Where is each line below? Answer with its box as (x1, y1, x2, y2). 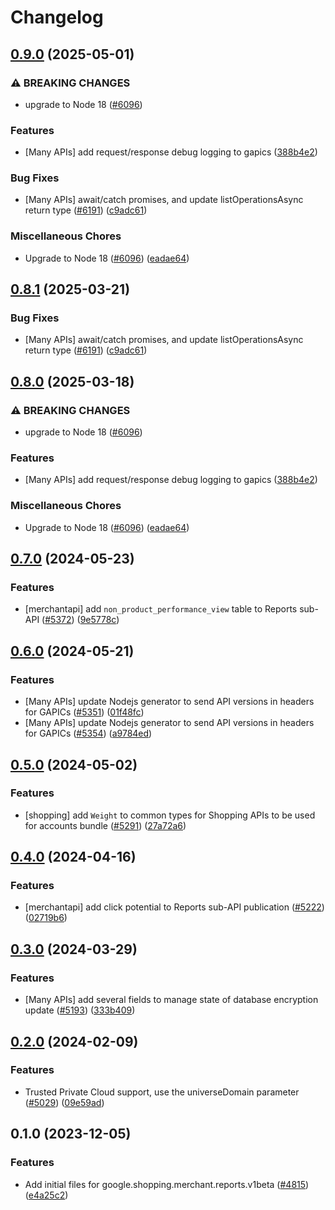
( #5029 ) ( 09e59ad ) (24, 1096, 105, 1108)
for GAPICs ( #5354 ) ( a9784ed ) (24, 727, 153, 740)
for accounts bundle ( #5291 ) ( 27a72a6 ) (24, 819, 187, 831)
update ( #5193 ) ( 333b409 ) (24, 1004, 136, 1016)
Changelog (10, 6, 104, 29)
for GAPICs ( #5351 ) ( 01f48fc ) (24, 706, 145, 718)
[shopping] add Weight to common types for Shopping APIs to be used (24, 809, 316, 821)
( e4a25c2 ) (24, 1189, 69, 1201)
